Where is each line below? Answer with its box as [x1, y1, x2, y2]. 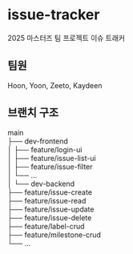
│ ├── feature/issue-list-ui [7, 153, 97, 163]
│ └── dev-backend [7, 179, 75, 188]
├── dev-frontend [7, 136, 69, 146]
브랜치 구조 [7, 106, 59, 119]
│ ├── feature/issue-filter [7, 162, 93, 171]
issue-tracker [7, 6, 100, 24]
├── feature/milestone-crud [7, 230, 102, 240]
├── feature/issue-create [7, 187, 93, 197]
